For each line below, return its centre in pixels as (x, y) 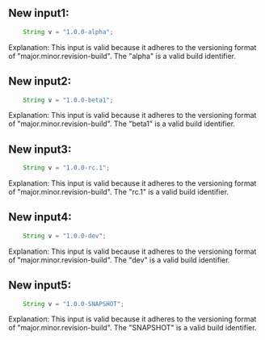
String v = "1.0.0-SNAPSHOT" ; (74, 304)
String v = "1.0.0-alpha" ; (68, 31)
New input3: (40, 149)
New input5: (40, 285)
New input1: (39, 13)
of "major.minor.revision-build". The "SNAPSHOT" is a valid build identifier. (132, 328)
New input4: (40, 217)
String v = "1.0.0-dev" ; (65, 236)
